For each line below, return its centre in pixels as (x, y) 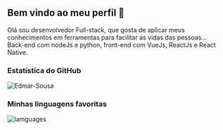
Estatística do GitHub (44, 70)
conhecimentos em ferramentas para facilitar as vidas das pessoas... (107, 37)
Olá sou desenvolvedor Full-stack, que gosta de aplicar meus (96, 30)
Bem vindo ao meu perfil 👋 (66, 13)
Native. (18, 52)
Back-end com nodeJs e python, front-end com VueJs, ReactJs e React (111, 45)
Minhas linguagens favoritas (57, 104)
